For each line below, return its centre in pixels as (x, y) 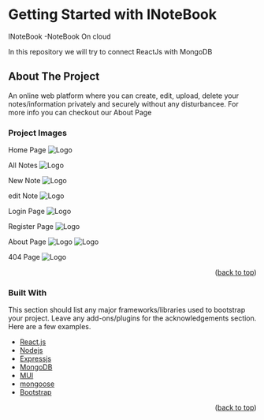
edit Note (23, 196)
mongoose (37, 384)
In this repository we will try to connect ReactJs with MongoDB (110, 51)
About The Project (54, 77)
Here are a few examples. (50, 327)
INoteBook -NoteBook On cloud (59, 36)
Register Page (31, 227)
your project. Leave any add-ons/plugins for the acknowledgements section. (132, 318)
